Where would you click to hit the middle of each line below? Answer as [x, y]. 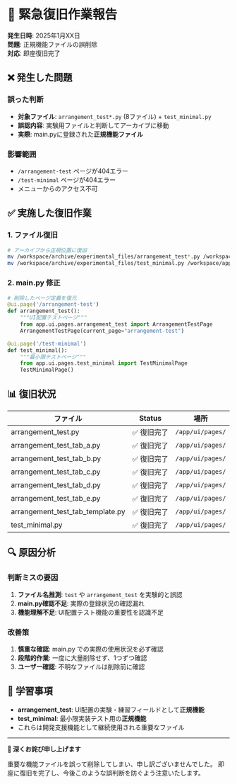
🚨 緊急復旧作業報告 [62, 15]
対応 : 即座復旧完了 [34, 53]
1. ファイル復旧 [33, 235]
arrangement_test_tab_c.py [56, 472]
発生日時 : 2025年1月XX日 [44, 35]
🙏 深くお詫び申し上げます [44, 749]
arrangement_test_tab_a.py [56, 445]
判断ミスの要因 [33, 578]
